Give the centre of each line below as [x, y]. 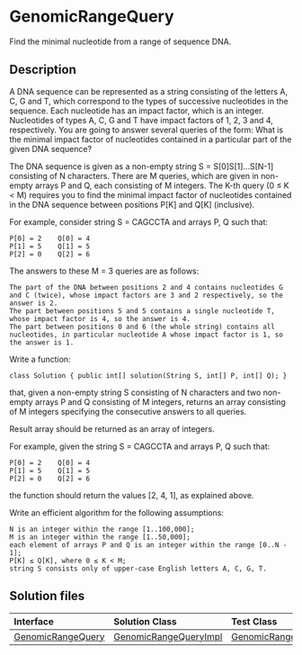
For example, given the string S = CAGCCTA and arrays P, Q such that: [140, 446]
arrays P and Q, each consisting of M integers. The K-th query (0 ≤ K [162, 185]
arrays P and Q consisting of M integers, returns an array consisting [160, 401]
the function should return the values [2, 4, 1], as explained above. [132, 495]
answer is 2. [34, 303]
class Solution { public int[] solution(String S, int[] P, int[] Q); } [148, 375]
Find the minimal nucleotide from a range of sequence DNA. [120, 41]
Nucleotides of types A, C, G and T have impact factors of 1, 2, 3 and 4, [142, 120]
